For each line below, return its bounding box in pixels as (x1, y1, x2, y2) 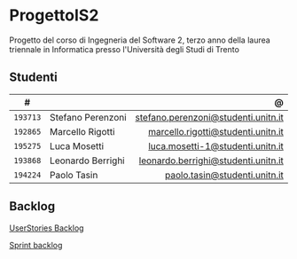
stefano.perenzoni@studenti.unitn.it (135, 111, 284, 123)
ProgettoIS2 (9, 5, 99, 26)
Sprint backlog (9, 239, 63, 250)
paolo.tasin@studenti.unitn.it (164, 169, 284, 181)
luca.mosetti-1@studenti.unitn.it (147, 139, 284, 152)
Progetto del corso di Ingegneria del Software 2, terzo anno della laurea (9, 35, 270, 45)
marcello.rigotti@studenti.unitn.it (147, 125, 284, 137)
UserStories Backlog (9, 223, 84, 233)
